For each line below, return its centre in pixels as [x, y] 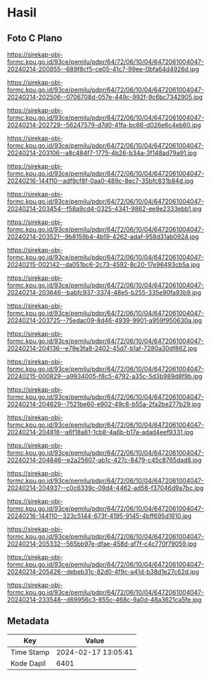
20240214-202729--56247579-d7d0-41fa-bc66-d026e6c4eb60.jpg [104, 125]
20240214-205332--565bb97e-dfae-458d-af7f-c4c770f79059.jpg [102, 544]
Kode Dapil [28, 663]
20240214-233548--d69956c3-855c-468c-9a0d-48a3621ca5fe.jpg [104, 600]
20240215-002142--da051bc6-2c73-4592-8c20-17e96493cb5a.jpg [104, 265]
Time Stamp [30, 652]
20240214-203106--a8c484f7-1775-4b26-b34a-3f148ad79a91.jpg [102, 153]
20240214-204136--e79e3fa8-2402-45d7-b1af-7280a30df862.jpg [102, 348]
